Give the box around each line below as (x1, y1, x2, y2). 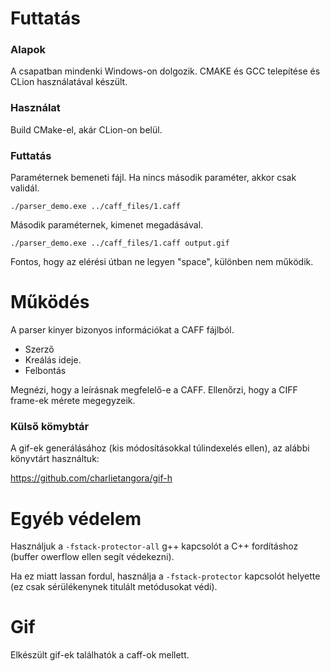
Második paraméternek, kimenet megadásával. (10, 219, 204, 231)
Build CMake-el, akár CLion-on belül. (10, 123, 163, 136)
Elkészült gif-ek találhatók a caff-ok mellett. (10, 649, 190, 661)
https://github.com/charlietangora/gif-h (10, 472, 173, 484)
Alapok (10, 43, 46, 57)
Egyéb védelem (10, 507, 142, 530)
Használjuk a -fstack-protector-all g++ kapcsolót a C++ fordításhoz (10, 540, 299, 552)
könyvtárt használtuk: (10, 453, 100, 465)
